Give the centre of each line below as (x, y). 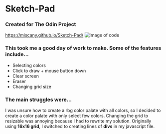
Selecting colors (29, 65)
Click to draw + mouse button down (49, 70)
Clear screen (25, 76)
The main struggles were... (39, 99)
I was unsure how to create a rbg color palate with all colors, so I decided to (83, 110)
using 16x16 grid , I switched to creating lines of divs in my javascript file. (80, 126)
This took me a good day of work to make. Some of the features (83, 48)
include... (17, 54)
